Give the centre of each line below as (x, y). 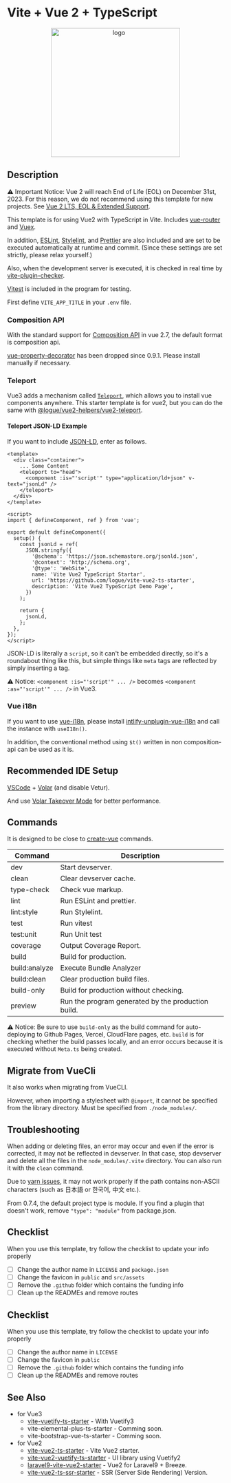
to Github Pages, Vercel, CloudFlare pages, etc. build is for (120, 1035)
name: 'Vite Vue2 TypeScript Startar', (89, 574)
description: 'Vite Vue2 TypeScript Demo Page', (103, 586)
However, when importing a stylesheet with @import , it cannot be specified (112, 1101)
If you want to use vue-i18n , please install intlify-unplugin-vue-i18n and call (113, 721)
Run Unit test (81, 935)
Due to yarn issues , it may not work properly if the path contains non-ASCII (113, 1182)
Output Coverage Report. (101, 946)
